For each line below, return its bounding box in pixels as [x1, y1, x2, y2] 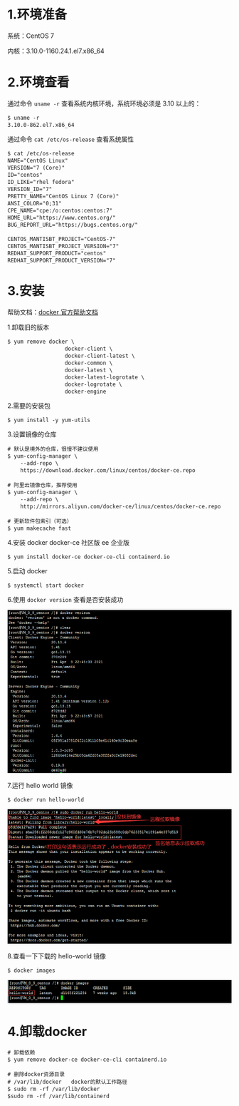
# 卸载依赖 [7, 1049, 36, 1056]
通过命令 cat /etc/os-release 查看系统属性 [7, 135, 134, 143]
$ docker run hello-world [7, 796, 84, 803]
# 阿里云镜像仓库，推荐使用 [7, 481, 78, 488]
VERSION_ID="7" [7, 185, 53, 193]
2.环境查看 [7, 74, 70, 91]
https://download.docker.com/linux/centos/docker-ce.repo [20, 466, 196, 474]
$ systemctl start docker [7, 582, 84, 589]
